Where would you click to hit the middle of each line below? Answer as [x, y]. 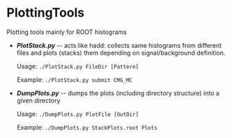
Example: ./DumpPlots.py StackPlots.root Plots [87, 127]
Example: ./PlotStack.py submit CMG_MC [75, 79]
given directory [38, 100]
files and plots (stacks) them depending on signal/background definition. [121, 53]
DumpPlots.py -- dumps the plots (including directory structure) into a [118, 93]
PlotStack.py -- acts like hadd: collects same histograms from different [119, 45]
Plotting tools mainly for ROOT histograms [67, 32]
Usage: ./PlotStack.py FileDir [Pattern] [78, 66]
